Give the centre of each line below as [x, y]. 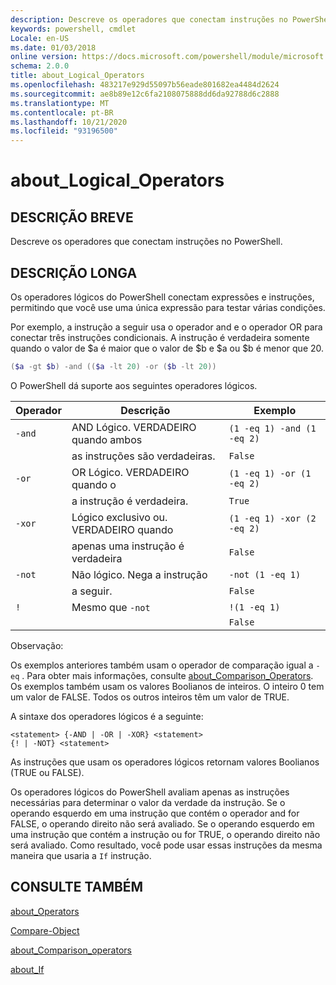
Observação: [37, 645]
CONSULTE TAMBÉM [77, 887]
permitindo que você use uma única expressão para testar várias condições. [168, 307]
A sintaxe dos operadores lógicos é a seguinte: [107, 716]
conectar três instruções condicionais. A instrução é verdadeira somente [160, 337]
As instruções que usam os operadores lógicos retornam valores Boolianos [165, 762]
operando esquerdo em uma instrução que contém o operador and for [155, 813]
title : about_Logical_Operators [77, 76]
